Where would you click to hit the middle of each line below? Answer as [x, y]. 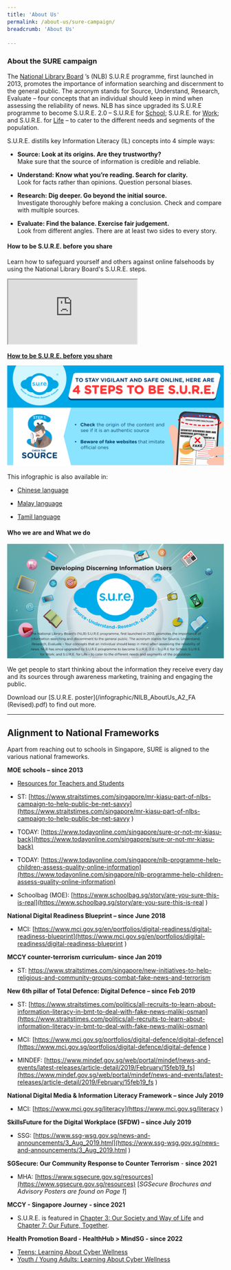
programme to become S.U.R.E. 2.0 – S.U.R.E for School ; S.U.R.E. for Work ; [113, 113]
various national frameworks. [48, 757]
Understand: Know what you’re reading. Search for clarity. [102, 175]
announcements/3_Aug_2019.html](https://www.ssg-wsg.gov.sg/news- [118, 1143]
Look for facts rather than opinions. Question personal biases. [104, 182]
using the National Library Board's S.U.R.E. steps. [77, 269]
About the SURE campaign [52, 61]
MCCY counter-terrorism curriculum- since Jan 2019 [85, 957]
